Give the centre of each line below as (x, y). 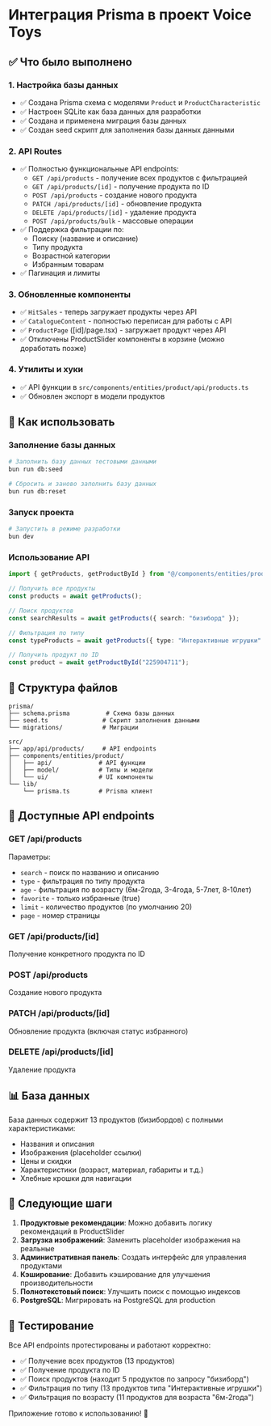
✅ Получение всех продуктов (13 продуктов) (97, 1361)
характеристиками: (42, 1128)
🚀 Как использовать (62, 422)
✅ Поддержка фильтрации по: (72, 230)
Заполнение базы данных (62, 445)
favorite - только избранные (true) (80, 898)
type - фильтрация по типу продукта (82, 881)
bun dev (21, 537)
